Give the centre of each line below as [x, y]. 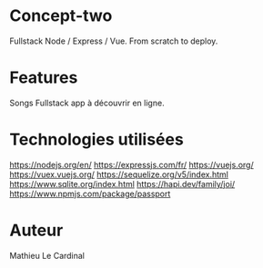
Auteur [36, 230]
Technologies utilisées [96, 139]
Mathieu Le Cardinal [47, 255]
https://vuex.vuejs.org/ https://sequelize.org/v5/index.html [119, 174]
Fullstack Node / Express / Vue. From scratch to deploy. [114, 41]
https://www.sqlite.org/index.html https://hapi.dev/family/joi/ [122, 184]
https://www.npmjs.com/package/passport [90, 194]
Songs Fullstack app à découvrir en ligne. [87, 103]
